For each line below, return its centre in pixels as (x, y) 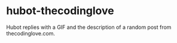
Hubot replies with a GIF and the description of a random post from (89, 27)
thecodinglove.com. (31, 33)
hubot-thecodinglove (60, 11)
